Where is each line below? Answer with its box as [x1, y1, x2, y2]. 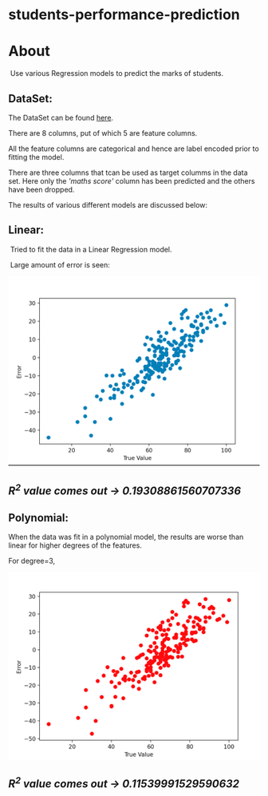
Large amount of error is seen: [10, 259, 110, 269]
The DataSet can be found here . [8, 113, 114, 122]
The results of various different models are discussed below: [8, 200, 208, 209]
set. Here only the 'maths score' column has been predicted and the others [8, 176, 255, 185]
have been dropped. [8, 184, 75, 194]
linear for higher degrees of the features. [8, 541, 142, 550]
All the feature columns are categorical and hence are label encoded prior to [8, 144, 259, 153]
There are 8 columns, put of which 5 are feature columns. [8, 128, 198, 137]
